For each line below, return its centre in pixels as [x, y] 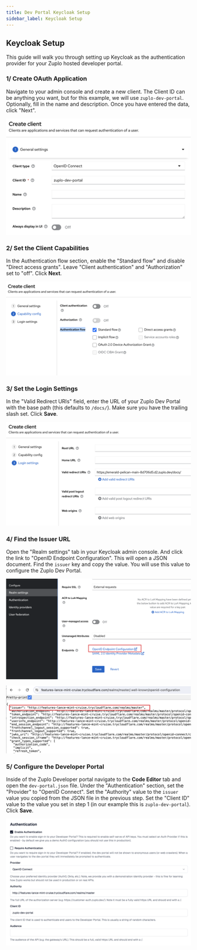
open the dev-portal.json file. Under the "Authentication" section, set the [95, 786]
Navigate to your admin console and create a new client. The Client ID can [96, 92]
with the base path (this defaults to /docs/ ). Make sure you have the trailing [97, 407]
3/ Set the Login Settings [42, 389]
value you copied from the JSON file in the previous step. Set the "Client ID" [98, 798]
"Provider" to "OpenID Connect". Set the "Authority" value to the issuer [92, 792]
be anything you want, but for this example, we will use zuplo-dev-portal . [95, 97]
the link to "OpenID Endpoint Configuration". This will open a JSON [87, 558]
